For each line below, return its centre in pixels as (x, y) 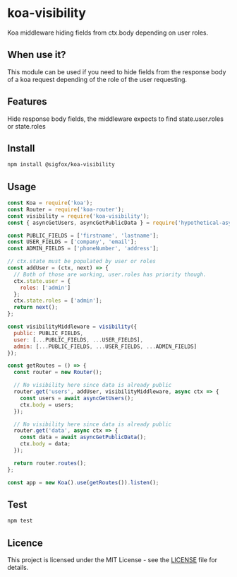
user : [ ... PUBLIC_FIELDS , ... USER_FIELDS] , (78, 340)
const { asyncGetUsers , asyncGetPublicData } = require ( (93, 223)
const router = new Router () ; (58, 373)
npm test (20, 521)
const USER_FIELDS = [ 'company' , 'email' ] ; (72, 242)
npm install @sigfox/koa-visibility (61, 165)
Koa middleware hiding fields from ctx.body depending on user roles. (108, 33)
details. (18, 568)
